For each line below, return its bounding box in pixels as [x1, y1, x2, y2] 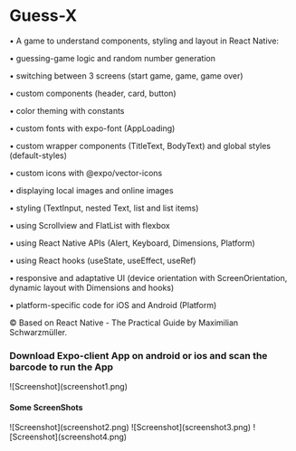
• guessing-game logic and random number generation [9, 52, 215, 63]
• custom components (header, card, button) [9, 88, 177, 99]
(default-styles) [9, 150, 68, 161]
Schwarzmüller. [9, 326, 68, 337]
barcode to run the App [9, 361, 114, 373]
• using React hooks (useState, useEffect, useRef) [9, 255, 196, 266]
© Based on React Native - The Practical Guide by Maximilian [9, 317, 239, 328]
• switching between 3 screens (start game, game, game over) [9, 70, 243, 81]
